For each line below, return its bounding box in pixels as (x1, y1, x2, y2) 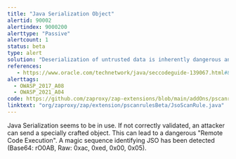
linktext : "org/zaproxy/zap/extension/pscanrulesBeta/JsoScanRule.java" (7, 102, 225, 109)
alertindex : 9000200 (7, 23, 68, 30)
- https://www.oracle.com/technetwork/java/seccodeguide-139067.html (16, 69, 225, 76)
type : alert (7, 50, 42, 57)
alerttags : (7, 75, 39, 83)
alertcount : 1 (7, 37, 49, 44)
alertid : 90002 (7, 17, 52, 24)
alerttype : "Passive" (7, 30, 71, 37)
